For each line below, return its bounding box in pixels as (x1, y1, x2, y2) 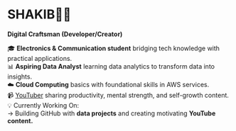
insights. (7, 72, 33, 81)
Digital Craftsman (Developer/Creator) (7, 30, 123, 38)
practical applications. (7, 54, 73, 62)
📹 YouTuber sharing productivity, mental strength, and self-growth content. (7, 91, 230, 99)
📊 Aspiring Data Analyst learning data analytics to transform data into (7, 62, 215, 70)
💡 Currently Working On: (7, 101, 80, 109)
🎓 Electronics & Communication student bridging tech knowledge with (7, 44, 220, 52)
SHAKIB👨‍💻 (7, 6, 72, 23)
